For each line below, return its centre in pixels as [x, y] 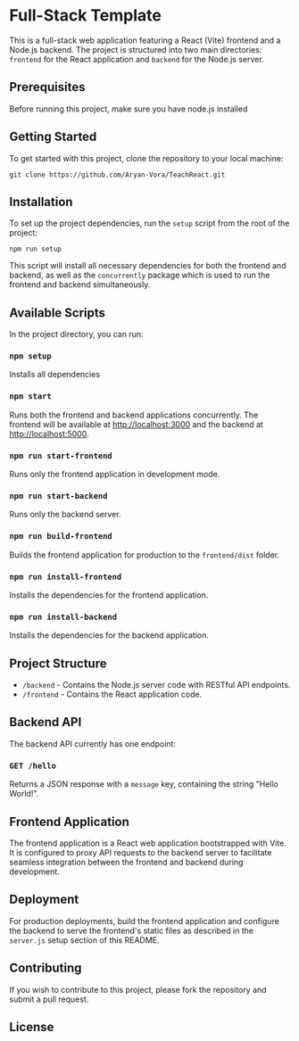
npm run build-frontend [61, 537]
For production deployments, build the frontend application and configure [144, 921]
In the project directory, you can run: [76, 335]
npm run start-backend [58, 496]
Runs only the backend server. [65, 515]
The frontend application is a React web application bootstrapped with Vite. [148, 843]
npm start [30, 397]
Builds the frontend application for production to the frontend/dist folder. [144, 555]
